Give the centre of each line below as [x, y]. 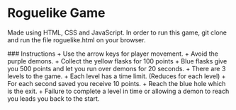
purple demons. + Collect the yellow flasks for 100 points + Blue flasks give [117, 61]
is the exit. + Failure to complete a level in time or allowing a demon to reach [118, 91]
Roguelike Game [56, 13]
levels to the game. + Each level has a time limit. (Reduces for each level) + [117, 76]
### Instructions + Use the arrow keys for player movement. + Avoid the [113, 54]
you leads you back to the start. [54, 98]
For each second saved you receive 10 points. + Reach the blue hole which [117, 83]
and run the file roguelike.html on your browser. [77, 39]
